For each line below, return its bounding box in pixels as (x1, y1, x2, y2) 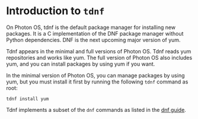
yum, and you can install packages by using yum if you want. (6, 60, 155, 67)
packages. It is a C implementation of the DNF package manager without (6, 30, 184, 37)
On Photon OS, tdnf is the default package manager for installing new (6, 24, 176, 31)
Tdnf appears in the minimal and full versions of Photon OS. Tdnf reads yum (6, 47, 191, 54)
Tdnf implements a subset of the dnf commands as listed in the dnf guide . (6, 106, 187, 113)
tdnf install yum (6, 96, 49, 102)
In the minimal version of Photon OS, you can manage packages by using (6, 72, 185, 79)
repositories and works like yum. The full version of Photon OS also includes (6, 54, 193, 61)
